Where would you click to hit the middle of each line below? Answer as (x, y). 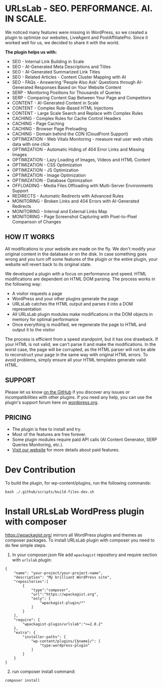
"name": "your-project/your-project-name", (58, 573)
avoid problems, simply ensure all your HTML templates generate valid (75, 360)
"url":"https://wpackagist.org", (65, 595)
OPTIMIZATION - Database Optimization (52, 180)
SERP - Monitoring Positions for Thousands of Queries (66, 92)
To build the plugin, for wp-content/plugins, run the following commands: (78, 483)
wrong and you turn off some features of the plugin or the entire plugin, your (81, 259)
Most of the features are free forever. (49, 434)
